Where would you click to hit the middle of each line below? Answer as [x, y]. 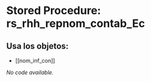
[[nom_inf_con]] [35, 61]
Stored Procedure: [54, 11]
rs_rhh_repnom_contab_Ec [75, 23]
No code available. [30, 72]
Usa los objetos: [37, 46]
